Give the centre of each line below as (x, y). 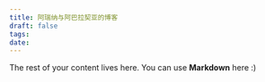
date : (19, 42)
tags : (19, 34)
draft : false (34, 26)
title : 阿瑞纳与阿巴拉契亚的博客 (64, 17)
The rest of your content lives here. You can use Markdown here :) (133, 68)
